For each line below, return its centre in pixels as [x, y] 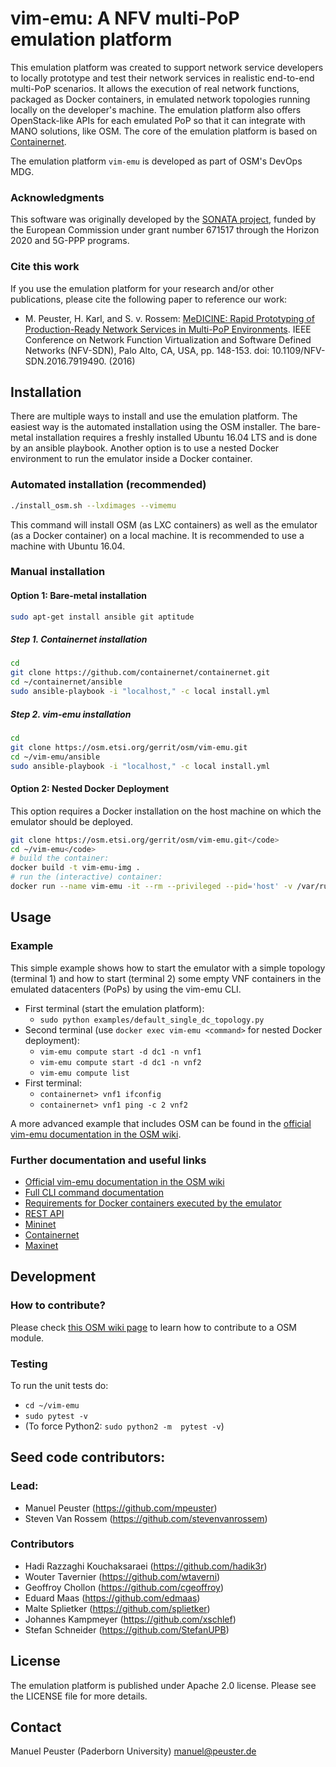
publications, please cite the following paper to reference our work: [149, 299]
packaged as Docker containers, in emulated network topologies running [160, 99]
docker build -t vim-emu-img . [75, 868]
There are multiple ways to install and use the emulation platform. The [154, 416]
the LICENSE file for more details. [79, 1696]
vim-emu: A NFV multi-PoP [125, 18]
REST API [44, 1213]
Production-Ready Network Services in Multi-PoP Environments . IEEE [168, 329]
